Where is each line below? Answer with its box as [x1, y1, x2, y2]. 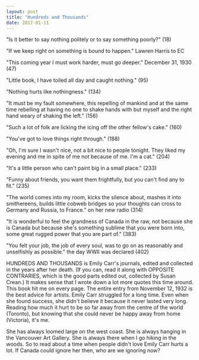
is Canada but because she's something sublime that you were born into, [6, 224, 185, 231]
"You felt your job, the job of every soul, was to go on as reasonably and [6, 242, 183, 249]
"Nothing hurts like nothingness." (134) [6, 88, 101, 95]
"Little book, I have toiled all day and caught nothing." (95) [6, 77, 149, 84]
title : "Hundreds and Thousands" [6, 14, 89, 20]
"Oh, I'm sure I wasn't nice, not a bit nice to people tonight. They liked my [6, 146, 186, 154]
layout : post [6, 8, 39, 15]
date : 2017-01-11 [6, 20, 49, 26]
